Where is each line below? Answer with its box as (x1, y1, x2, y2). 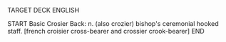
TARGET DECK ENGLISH (7, 6, 80, 14)
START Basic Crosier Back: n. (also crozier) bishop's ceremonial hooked (7, 20, 219, 27)
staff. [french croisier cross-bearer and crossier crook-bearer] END (7, 27, 205, 35)
